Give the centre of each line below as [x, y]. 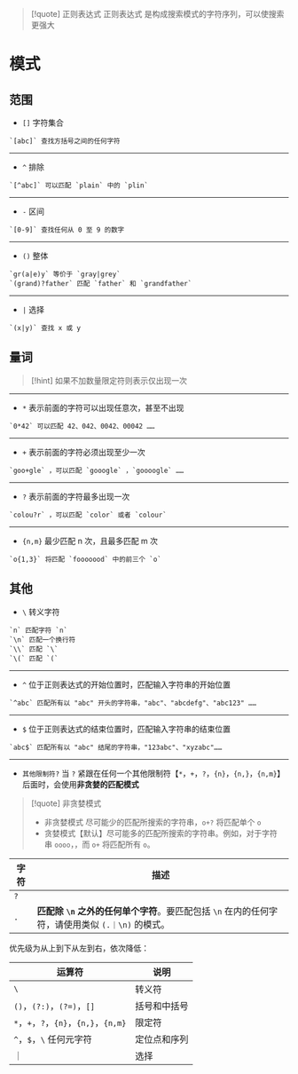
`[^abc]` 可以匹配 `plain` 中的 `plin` [79, 186]
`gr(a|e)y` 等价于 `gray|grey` [65, 274]
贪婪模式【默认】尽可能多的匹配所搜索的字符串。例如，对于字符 [161, 833]
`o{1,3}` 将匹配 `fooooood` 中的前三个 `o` [86, 559]
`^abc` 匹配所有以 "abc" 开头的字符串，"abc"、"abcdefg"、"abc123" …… [133, 703]
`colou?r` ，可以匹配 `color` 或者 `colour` [88, 515]
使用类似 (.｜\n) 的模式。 [117, 924]
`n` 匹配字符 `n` [39, 630]
